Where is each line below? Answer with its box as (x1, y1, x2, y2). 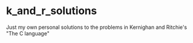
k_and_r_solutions (6, 4, 97, 18)
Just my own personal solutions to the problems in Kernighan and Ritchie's (6, 24, 187, 31)
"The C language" (6, 29, 50, 37)
